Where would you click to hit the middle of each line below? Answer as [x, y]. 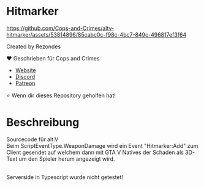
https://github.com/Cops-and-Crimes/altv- [60, 28]
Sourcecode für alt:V [32, 139]
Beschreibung [43, 123]
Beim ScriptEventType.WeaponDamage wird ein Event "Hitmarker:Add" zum [102, 145]
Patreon [25, 83]
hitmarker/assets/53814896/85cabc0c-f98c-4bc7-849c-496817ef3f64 [96, 34]
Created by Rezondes [34, 46]
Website [26, 70]
